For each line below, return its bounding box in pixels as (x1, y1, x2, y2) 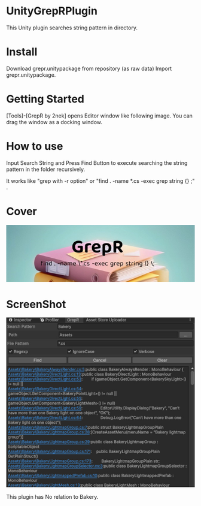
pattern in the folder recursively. (6, 165, 86, 173)
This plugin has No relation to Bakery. (6, 493, 99, 501)
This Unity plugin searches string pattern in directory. (6, 24, 138, 31)
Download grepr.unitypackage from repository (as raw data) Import (6, 65, 172, 72)
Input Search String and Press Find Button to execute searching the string (6, 159, 188, 166)
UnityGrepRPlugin (6, 4, 98, 18)
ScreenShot (6, 297, 66, 311)
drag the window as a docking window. (6, 118, 103, 125)
